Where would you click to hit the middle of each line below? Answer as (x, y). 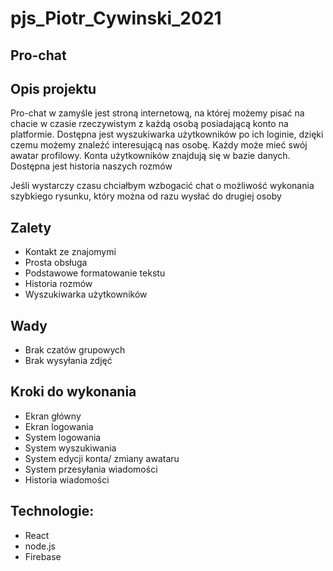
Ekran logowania (59, 426)
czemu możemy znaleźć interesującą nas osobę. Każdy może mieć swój (159, 145)
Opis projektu (53, 88)
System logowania (63, 437)
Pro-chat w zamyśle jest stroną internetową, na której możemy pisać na (157, 113)
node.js (40, 546)
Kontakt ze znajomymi (70, 252)
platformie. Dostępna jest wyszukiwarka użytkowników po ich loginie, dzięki (167, 134)
